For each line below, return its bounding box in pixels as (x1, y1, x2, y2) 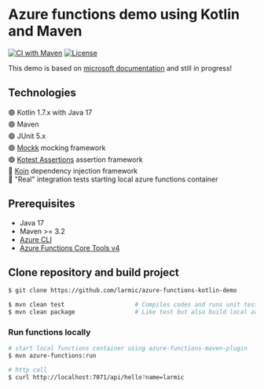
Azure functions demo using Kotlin (8, 6, 240, 24)
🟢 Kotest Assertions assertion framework (8, 155, 143, 164)
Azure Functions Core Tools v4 (19, 243, 120, 252)
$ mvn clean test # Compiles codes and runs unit (8, 301, 241, 309)
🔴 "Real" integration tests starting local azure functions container (8, 174, 218, 184)
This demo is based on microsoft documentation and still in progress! (8, 63, 233, 72)
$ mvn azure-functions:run (8, 352, 97, 360)
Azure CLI (19, 234, 53, 244)
